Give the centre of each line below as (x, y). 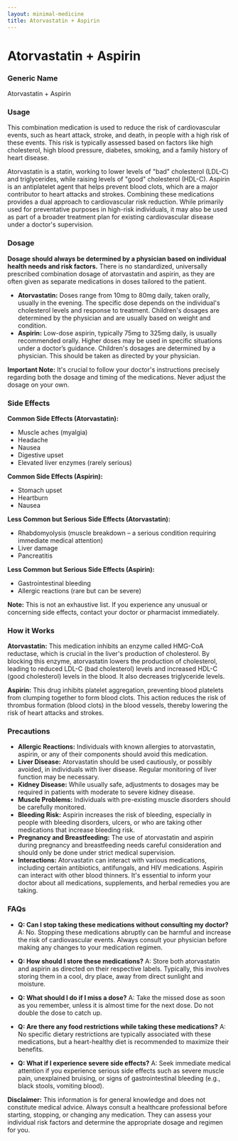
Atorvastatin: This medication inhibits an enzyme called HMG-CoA (106, 646)
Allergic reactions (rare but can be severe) (80, 590)
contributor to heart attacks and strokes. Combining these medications (111, 194)
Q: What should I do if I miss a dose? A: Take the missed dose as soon (121, 997)
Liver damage (38, 548)
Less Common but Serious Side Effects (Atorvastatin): (89, 519)
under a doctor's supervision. (50, 224)
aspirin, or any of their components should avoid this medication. (113, 754)
